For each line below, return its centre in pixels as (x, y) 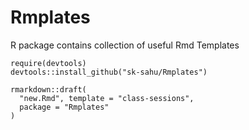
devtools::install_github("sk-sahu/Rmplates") (109, 72)
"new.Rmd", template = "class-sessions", (107, 98)
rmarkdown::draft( (48, 89)
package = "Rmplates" (64, 107)
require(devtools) (48, 63)
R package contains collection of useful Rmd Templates (125, 45)
